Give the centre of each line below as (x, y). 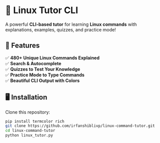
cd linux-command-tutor (30, 131)
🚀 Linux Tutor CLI (42, 10)
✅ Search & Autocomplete (33, 63)
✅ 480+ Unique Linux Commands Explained (52, 58)
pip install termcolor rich (35, 121)
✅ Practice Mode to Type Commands (45, 75)
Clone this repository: (28, 112)
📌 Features (23, 46)
